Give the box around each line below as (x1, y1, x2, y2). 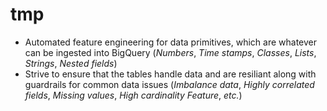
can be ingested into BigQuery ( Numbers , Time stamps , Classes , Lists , (24, 46, 317, 58)
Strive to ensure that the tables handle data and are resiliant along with (24, 68, 317, 80)
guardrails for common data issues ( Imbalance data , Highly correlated (24, 78, 315, 90)
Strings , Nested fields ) (24, 57, 118, 69)
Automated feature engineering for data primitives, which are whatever (24, 36, 318, 48)
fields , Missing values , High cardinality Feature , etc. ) (24, 89, 243, 101)
